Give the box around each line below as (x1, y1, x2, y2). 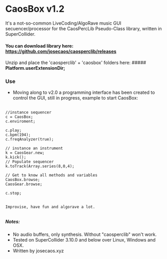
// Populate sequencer (5, 159, 54, 164)
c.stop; (5, 190, 22, 195)
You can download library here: (5, 43, 73, 49)
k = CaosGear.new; (5, 150, 45, 155)
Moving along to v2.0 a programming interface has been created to (12, 89, 155, 95)
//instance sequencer (5, 110, 52, 115)
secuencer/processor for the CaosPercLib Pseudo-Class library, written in (5, 25, 162, 31)
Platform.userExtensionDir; (5, 65, 65, 71)
